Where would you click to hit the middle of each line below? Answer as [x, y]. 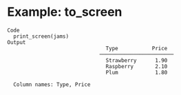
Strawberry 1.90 [137, 60]
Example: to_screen [65, 12]
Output [17, 42]
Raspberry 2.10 [137, 66]
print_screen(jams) [41, 36]
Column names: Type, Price [52, 84]
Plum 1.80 [137, 72]
